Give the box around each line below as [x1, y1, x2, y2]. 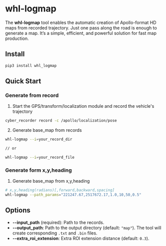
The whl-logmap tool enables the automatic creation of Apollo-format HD [5, 19, 157, 25]
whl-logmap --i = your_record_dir [5, 137, 72, 142]
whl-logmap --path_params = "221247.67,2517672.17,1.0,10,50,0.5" [5, 192, 142, 197]
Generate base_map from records [12, 127, 82, 133]
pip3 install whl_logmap [5, 63, 57, 68]
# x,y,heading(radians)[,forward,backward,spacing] [5, 188, 115, 193]
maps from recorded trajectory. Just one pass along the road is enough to [5, 24, 157, 30]
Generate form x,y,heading [5, 167, 72, 174]
